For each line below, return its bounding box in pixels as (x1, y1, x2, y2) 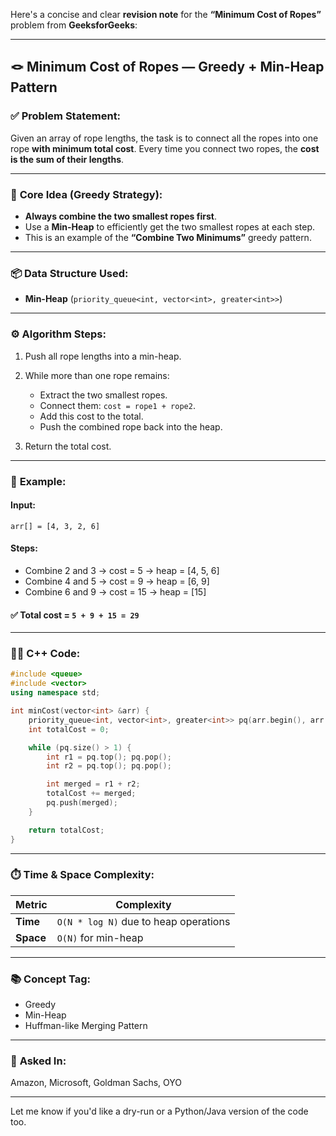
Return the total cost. (24, 440, 112, 452)
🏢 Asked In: (10, 1054, 67, 1068)
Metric (15, 897, 48, 911)
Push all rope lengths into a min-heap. (24, 350, 182, 362)
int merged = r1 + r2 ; (46, 779, 141, 789)
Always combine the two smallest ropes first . (24, 210, 217, 222)
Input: (10, 499, 36, 511)
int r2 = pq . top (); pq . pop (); (46, 761, 172, 771)
